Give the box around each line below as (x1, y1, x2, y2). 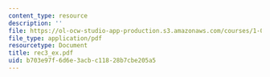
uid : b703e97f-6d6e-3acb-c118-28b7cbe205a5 (8, 57, 157, 65)
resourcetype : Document (8, 42, 88, 50)
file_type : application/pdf (8, 34, 103, 43)
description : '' (8, 19, 63, 27)
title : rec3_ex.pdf (8, 49, 74, 57)
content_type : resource (8, 11, 88, 20)
